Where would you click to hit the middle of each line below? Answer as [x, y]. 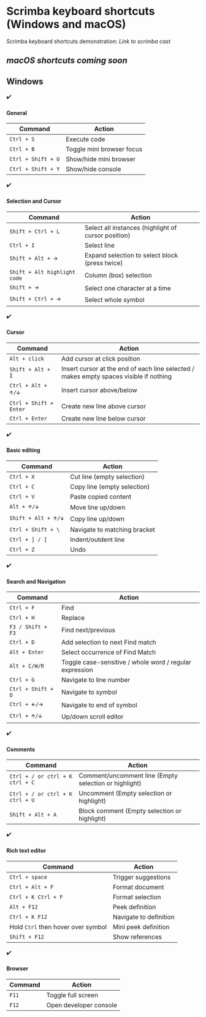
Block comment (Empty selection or [130, 811]
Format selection [137, 897]
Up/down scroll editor [92, 717]
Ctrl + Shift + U [35, 159]
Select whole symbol [115, 300]
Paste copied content [101, 497]
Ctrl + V [22, 497]
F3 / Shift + [29, 627]
